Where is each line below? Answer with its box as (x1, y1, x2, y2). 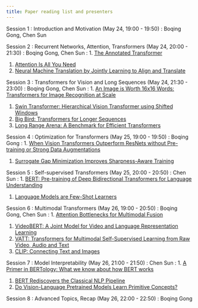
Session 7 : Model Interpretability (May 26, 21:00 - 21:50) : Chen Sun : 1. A (6, 259, 187, 266)
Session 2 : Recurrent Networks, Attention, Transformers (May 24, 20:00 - (6, 43, 188, 50)
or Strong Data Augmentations (26, 146, 101, 153)
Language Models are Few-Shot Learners (14, 193, 117, 200)
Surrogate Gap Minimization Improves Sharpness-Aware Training (14, 157, 174, 164)
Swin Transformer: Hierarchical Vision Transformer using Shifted (14, 102, 174, 110)
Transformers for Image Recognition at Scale (6, 91, 116, 98)
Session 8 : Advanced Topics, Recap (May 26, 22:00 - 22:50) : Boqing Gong (6, 295, 193, 302)
